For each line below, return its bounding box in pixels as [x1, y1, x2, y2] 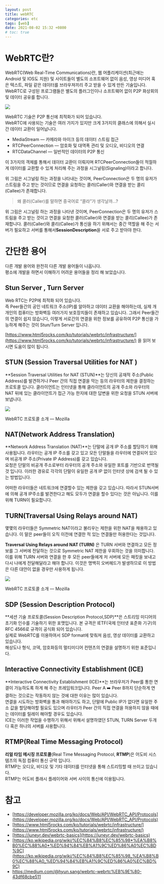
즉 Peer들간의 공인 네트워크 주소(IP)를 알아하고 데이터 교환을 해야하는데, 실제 [5, 303, 152, 309]
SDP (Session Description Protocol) [5, 600, 115, 609]
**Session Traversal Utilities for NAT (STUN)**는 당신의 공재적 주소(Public [5, 372, 154, 378]
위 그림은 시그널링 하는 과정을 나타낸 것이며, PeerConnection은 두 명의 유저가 [5, 209, 153, 215]
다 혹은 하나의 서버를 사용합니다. [5, 723, 67, 729]
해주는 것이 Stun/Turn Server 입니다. [18, 322, 89, 328]
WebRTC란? [5, 52, 55, 64]
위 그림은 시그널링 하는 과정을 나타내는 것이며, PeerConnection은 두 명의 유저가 [5, 175, 157, 181]
